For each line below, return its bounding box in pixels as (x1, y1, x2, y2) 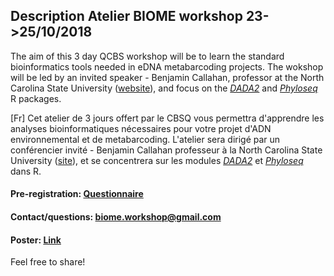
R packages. (10, 92, 62, 104)
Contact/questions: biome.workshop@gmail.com (10, 211, 222, 223)
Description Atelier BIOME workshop (10, 8, 243, 25)
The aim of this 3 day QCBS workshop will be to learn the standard (10, 50, 285, 62)
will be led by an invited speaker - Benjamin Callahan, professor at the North (10, 71, 325, 83)
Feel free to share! (10, 256, 86, 268)
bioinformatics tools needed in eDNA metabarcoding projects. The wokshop (10, 60, 324, 73)
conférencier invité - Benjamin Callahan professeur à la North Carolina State (10, 144, 323, 156)
